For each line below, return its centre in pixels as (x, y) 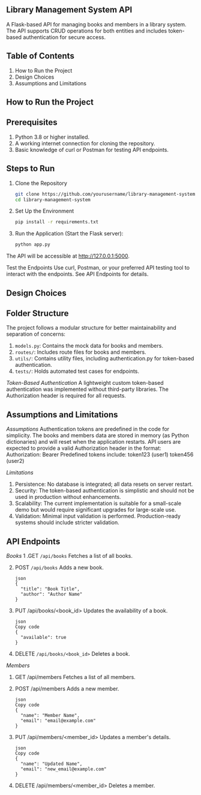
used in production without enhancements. (68, 497)
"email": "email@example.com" (58, 721)
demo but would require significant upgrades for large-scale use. (95, 510)
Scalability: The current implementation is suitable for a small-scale (98, 503)
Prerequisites (32, 122)
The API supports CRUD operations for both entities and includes (87, 31)
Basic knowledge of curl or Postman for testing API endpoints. (92, 150)
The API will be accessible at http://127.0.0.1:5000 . (68, 256)
